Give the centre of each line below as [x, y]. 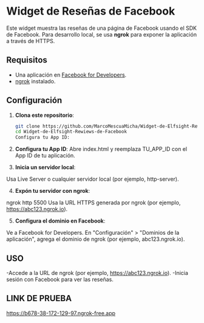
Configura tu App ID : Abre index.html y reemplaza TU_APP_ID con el [101, 149]
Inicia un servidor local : [45, 167]
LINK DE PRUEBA [39, 298]
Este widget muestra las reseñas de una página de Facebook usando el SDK [102, 28]
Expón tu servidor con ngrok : [53, 191]
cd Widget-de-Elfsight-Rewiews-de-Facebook [71, 132]
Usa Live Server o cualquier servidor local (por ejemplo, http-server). [93, 179]
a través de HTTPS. [31, 41]
